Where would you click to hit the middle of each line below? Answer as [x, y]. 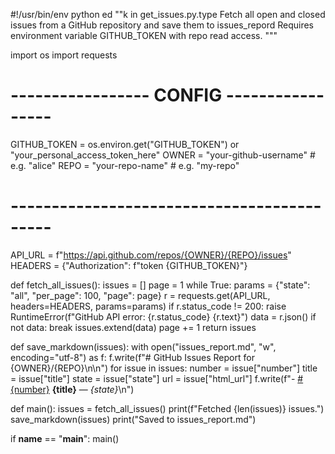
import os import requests [64, 55]
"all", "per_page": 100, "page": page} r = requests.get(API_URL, [140, 295]
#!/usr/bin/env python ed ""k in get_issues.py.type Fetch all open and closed [168, 14]
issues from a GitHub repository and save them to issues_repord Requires [162, 25]
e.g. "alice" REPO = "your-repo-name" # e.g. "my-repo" [125, 165]
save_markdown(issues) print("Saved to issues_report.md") [133, 419]
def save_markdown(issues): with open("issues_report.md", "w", [143, 346]
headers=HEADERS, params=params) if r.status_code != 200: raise [148, 306]
